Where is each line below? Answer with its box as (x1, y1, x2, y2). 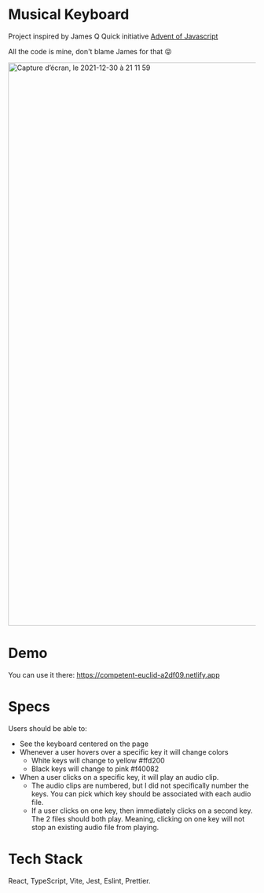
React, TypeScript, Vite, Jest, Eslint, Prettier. (8, 876, 151, 885)
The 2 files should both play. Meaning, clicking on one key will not (31, 814, 245, 823)
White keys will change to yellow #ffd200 (31, 755, 165, 765)
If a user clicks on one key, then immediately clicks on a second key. (31, 806, 253, 815)
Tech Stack (8, 851, 83, 868)
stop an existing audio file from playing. (31, 822, 159, 832)
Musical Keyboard (8, 6, 130, 24)
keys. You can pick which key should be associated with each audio (31, 788, 251, 799)
